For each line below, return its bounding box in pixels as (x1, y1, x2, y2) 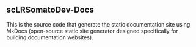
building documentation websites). (6, 33, 93, 41)
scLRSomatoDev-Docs (6, 5, 95, 15)
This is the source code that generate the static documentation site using (6, 20, 191, 28)
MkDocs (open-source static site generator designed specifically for (6, 27, 178, 34)
